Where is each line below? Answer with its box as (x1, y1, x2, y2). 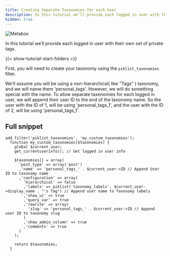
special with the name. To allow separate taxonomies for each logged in (5, 92, 155, 98)
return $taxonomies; (14, 242, 58, 247)
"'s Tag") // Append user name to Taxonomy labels (41, 189, 151, 194)
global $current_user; (14, 145, 62, 150)
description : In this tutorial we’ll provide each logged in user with (5, 12, 159, 17)
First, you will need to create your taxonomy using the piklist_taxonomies (5, 65, 159, 71)
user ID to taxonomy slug (5, 211, 60, 216)
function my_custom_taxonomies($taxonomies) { (10, 140, 110, 145)
